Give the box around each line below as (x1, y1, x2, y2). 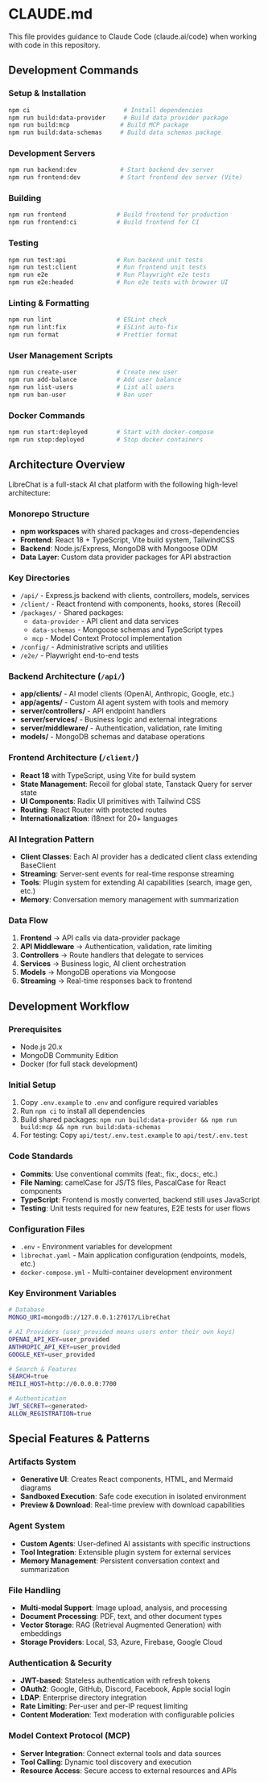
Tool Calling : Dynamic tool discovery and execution (19, 1757, 192, 1767)
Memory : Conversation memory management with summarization (19, 895, 239, 905)
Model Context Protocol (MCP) (8, 1730, 130, 1742)
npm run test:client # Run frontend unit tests (8, 263, 207, 271)
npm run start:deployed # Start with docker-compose (8, 429, 215, 437)
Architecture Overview (8, 458, 126, 472)
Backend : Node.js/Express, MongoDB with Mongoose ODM (19, 543, 218, 553)
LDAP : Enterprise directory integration (19, 1692, 147, 1703)
